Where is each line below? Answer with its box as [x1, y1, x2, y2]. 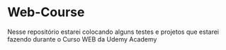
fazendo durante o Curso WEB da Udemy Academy [7, 35, 157, 43]
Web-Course [7, 4, 85, 20]
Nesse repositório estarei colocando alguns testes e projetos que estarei [7, 27, 220, 36]
